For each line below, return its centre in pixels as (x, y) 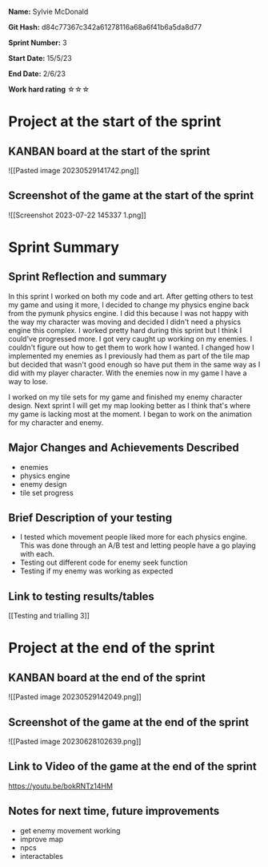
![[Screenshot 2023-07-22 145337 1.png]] (77, 215)
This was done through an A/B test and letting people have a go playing (138, 545)
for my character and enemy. (56, 422)
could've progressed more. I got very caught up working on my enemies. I (130, 338)
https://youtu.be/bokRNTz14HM (61, 786)
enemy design (43, 484)
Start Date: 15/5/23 (40, 58)
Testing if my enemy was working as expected (96, 571)
